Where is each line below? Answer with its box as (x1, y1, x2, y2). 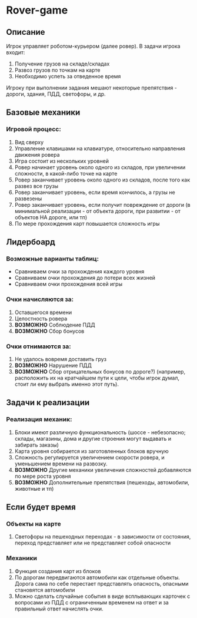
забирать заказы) (14, 441, 59, 448)
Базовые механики (6, 107, 81, 118)
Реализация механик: (6, 415, 72, 424)
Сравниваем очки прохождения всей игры (14, 280, 122, 287)
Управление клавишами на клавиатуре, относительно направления (14, 145, 185, 152)
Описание (6, 27, 45, 37)
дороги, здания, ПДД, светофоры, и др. (6, 91, 106, 97)
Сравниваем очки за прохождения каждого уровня (14, 268, 145, 275)
